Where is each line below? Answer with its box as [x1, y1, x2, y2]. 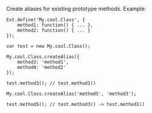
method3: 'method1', [17, 59, 69, 65]
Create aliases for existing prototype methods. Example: [6, 5, 147, 12]
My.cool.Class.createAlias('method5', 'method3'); [6, 91, 137, 97]
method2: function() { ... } [17, 27, 91, 33]
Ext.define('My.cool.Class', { [6, 17, 85, 23]
